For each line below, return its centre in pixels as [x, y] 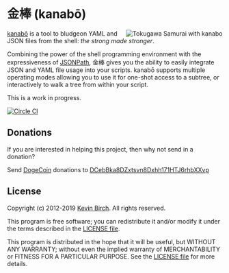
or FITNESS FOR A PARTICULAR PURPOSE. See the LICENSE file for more [111, 256]
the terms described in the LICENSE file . [64, 228]
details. [17, 263]
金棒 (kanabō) [47, 14]
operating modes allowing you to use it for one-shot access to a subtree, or [113, 77]
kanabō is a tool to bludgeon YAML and [62, 33]
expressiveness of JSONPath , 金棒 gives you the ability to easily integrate [111, 62]
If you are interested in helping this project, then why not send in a [100, 149]
